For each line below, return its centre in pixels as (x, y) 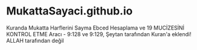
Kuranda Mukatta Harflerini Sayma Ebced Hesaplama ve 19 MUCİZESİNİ (95, 28)
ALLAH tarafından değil (35, 40)
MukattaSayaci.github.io (70, 11)
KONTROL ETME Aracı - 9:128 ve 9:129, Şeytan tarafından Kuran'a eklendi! (99, 34)
